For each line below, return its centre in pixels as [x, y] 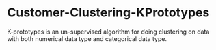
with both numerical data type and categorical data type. [87, 38]
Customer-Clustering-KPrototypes [108, 13]
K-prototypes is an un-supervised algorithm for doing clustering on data [108, 32]
